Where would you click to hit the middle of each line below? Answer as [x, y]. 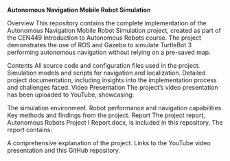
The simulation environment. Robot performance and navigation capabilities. [115, 108]
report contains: [30, 130]
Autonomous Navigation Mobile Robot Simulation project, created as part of [114, 30]
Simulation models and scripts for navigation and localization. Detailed [106, 73]
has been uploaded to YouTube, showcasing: [71, 95]
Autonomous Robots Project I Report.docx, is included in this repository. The [115, 122]
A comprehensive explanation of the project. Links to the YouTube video [109, 143]
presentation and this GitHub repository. [64, 150]
